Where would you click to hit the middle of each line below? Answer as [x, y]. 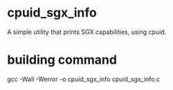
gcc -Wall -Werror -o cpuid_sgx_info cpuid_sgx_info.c [84, 79]
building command [62, 60]
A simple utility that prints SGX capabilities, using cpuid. [87, 32]
